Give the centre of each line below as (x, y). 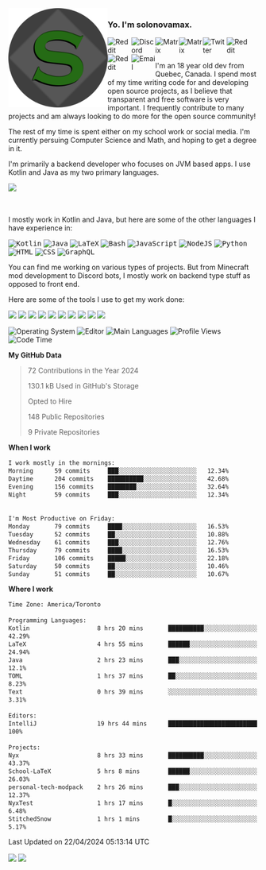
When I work (30, 447)
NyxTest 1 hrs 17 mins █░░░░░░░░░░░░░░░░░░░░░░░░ (133, 803)
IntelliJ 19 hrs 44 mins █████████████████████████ (133, 724)
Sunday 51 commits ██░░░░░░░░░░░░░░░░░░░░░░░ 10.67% (118, 574)
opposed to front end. (44, 284)
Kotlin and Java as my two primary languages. (84, 172)
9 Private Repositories (64, 432)
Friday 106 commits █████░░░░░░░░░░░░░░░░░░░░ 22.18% (118, 559)
